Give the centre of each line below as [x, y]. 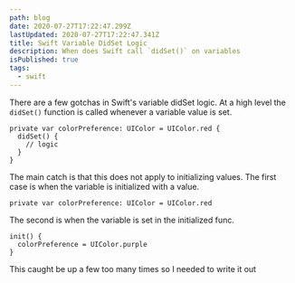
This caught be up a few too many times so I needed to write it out [133, 269]
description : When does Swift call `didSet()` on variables [125, 52]
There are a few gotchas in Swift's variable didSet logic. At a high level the [148, 102]
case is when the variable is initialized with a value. [105, 186]
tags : [19, 69]
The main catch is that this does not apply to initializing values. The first [143, 176]
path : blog [30, 18]
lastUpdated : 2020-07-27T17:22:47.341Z [85, 34]
